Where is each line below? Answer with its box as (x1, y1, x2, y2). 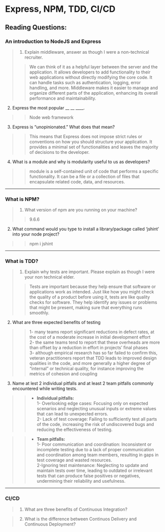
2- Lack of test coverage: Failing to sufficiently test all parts (36, 416, 157, 422)
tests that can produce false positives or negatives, (36, 473, 140, 479)
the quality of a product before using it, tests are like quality (29, 294, 150, 300)
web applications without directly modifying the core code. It (29, 74, 153, 80)
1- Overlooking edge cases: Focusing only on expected (36, 400, 148, 406)
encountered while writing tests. (12, 386, 78, 391)
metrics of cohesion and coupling (29, 371, 97, 377)
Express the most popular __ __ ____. (12, 105, 85, 110)
